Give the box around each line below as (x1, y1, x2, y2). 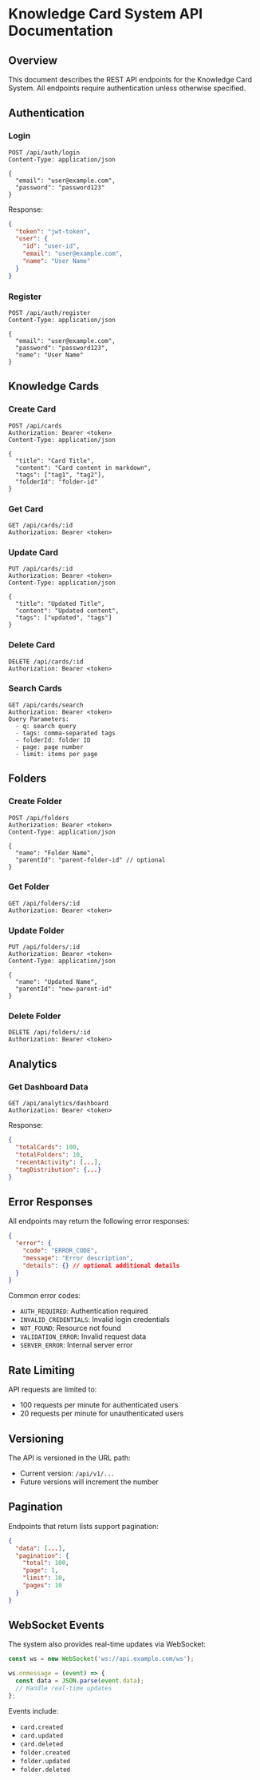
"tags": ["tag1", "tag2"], (15, 471, 105, 479)
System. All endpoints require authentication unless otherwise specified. (8, 83, 246, 93)
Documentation (8, 22, 114, 40)
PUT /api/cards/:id (8, 565, 73, 573)
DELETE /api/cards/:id (8, 657, 84, 666)
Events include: (8, 1706, 59, 1715)
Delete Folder (8, 1010, 61, 1021)
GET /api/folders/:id (8, 899, 81, 907)
